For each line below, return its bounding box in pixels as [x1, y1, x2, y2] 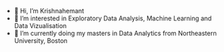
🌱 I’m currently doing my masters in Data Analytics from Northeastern [13, 29, 217, 37]
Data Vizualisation [13, 22, 67, 30]
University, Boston [13, 37, 68, 45]
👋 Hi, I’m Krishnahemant [13, 7, 85, 15]
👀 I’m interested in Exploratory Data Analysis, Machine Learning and [13, 14, 212, 22]
